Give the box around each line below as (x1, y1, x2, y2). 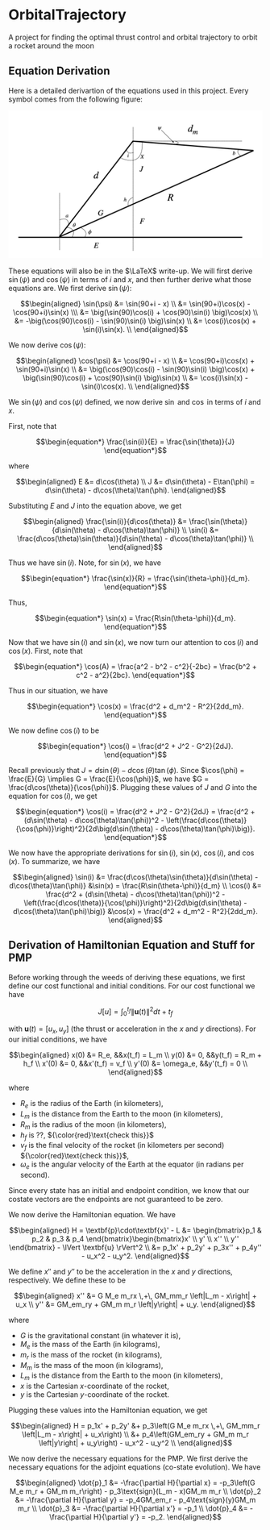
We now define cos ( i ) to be (8, 726, 99, 735)
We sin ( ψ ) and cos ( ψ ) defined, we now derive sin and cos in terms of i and (8, 397, 261, 407)
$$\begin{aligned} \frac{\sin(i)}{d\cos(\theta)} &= (23, 517, 188, 526)
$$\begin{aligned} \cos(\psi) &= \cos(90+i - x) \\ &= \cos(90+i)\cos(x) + (15, 356, 255, 366)
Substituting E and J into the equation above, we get (8, 501, 182, 511)
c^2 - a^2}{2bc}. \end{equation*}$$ (76, 671, 195, 680)
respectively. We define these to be (8, 1275, 127, 1285)
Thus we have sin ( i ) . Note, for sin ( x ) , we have (8, 558, 161, 568)
